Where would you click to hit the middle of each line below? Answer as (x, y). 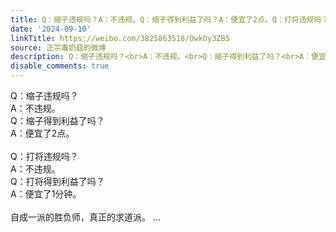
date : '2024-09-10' (51, 29)
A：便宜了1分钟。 (46, 194)
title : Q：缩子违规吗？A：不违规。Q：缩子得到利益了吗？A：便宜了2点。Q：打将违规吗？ (170, 19)
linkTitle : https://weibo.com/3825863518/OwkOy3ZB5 (120, 38)
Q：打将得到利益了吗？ (57, 181)
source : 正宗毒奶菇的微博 (58, 47)
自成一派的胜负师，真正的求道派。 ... (86, 217)
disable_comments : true (60, 66)
